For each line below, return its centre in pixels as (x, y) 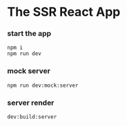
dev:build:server (32, 117)
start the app (29, 34)
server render (31, 103)
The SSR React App (64, 12)
